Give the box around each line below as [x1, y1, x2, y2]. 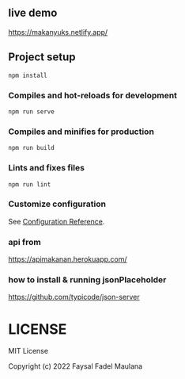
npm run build [8, 144, 55, 152]
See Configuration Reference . [8, 216, 105, 226]
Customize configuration [8, 198, 107, 209]
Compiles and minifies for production [8, 126, 154, 137]
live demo [8, 6, 58, 20]
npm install [8, 71, 47, 79]
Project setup [8, 51, 77, 64]
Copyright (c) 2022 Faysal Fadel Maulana [8, 362, 143, 371]
